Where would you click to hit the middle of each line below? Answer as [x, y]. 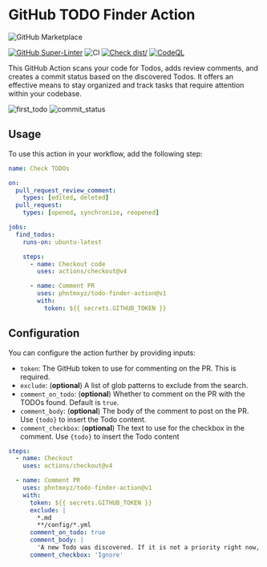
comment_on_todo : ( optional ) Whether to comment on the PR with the [133, 394]
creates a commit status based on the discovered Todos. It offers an [121, 76]
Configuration [44, 333]
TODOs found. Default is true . [69, 402]
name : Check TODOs [39, 168]
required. [35, 377]
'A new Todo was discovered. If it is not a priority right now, [149, 548]
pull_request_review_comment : [66, 190]
